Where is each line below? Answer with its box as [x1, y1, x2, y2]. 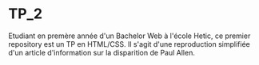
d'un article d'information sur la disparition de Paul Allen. [8, 48, 196, 57]
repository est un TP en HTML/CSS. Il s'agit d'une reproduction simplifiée [8, 39, 250, 48]
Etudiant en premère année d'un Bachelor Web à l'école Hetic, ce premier [8, 31, 251, 40]
